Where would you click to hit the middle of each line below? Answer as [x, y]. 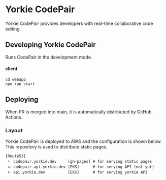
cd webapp [16, 79]
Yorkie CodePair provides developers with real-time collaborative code [79, 23]
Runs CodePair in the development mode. [49, 57]
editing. [13, 28]
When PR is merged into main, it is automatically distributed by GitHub [78, 112]
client [11, 69]
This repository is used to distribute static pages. [56, 147]
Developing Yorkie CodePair [51, 45]
